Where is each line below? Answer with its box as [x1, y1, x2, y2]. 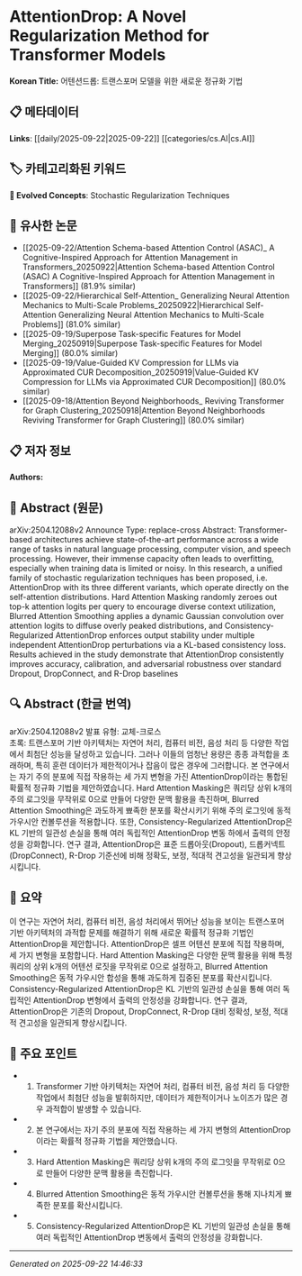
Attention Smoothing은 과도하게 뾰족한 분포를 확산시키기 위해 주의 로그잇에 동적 [9, 805, 291, 816]
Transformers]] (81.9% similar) [22, 281, 137, 292]
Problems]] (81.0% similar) [22, 319, 121, 330]
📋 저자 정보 [9, 443, 72, 459]
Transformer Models [9, 45, 166, 65]
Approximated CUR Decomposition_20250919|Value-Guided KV [22, 367, 259, 378]
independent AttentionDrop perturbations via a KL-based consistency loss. [9, 640, 286, 650]
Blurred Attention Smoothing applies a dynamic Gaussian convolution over [9, 611, 285, 621]
